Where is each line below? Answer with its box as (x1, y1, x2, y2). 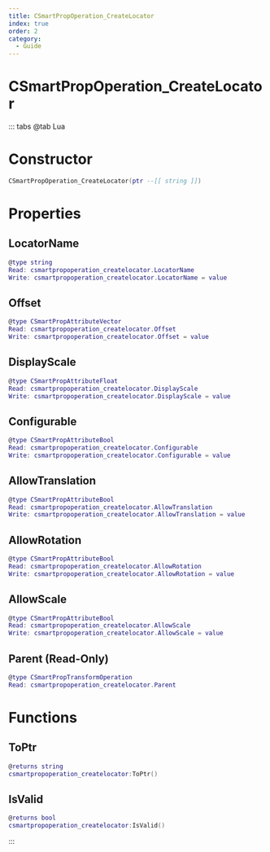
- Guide (15, 42, 42, 51)
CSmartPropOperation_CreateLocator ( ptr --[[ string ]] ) (8, 177, 202, 185)
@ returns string (8, 762, 63, 771)
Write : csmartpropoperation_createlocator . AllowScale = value (8, 629, 224, 638)
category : (8, 34, 42, 43)
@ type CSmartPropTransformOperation (8, 673, 133, 681)
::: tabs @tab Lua (8, 121, 66, 131)
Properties (8, 204, 81, 223)
